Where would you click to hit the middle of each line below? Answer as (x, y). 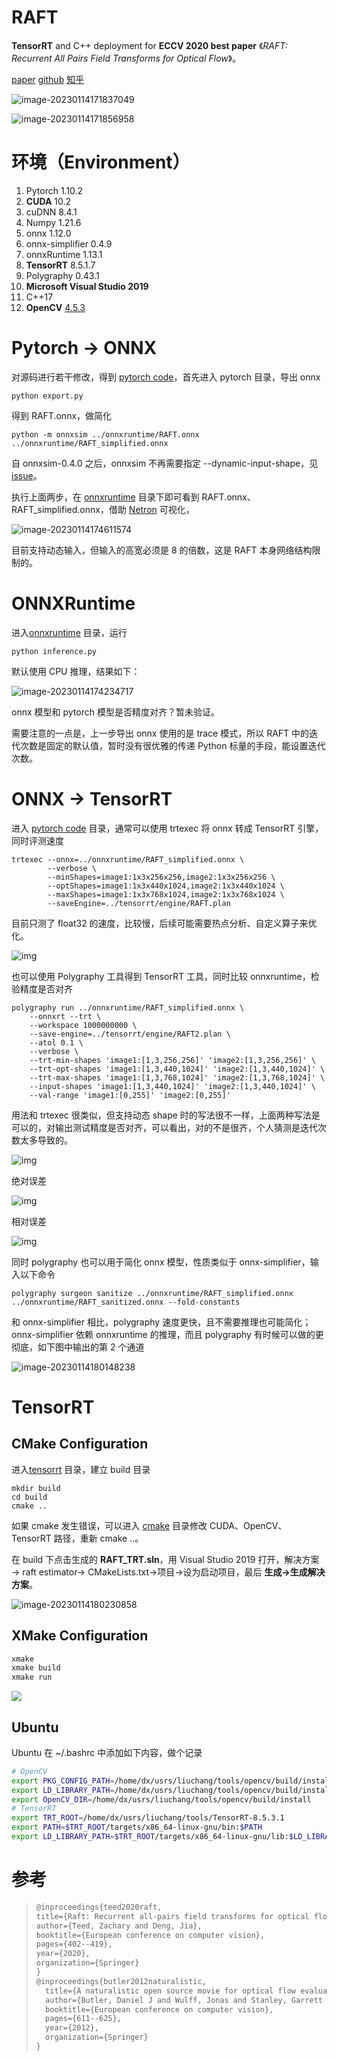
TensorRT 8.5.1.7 (60, 265)
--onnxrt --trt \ (65, 1016)
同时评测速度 (37, 840)
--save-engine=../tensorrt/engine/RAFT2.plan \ (130, 1034)
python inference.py (54, 651)
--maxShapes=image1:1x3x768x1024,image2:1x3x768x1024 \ (166, 894)
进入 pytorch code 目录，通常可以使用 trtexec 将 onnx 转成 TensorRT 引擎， (167, 828)
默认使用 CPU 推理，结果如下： (76, 671)
